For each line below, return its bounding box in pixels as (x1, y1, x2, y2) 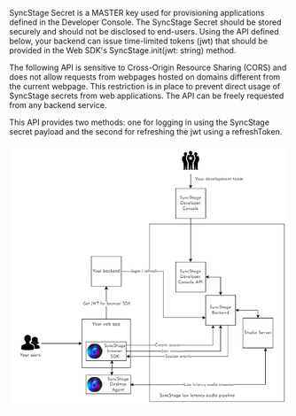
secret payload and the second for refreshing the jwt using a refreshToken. (9, 127, 283, 136)
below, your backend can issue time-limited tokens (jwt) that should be (9, 35, 269, 46)
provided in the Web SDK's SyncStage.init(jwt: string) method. (9, 45, 237, 56)
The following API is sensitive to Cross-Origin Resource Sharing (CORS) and (9, 62, 287, 73)
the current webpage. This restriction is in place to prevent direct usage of (9, 81, 281, 91)
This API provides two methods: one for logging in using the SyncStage (9, 117, 270, 127)
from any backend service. (9, 100, 107, 110)
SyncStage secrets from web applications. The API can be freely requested (9, 90, 284, 101)
